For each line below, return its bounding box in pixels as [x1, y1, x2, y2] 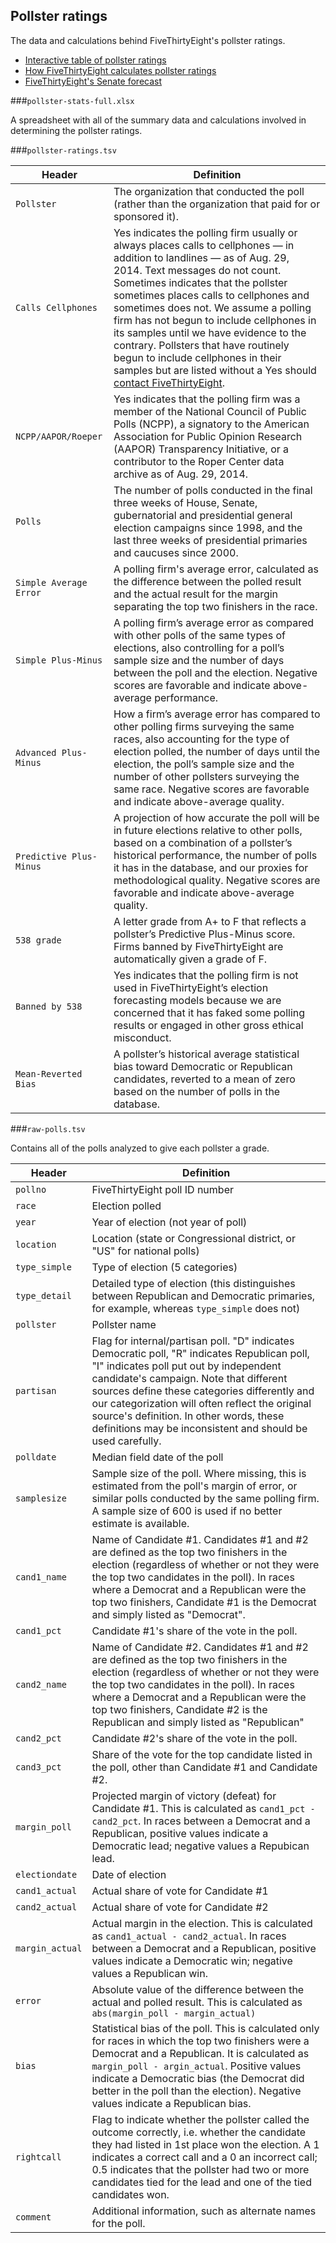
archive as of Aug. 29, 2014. [113, 467, 249, 481]
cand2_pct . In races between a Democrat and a [91, 1814, 311, 1828]
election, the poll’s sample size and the [113, 757, 295, 771]
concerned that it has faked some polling [113, 1005, 306, 1019]
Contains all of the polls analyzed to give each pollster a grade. [10, 1142, 270, 1154]
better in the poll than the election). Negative [91, 2084, 302, 2098]
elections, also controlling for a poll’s [113, 640, 285, 654]
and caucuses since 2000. [113, 545, 239, 559]
